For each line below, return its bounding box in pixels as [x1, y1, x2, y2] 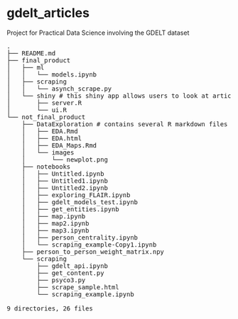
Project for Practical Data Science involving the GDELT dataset [6, 28, 190, 37]
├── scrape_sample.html [36, 283, 119, 291]
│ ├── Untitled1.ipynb [21, 177, 108, 185]
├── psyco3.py [36, 276, 86, 284]
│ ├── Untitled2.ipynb [21, 184, 108, 192]
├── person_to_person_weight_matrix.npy [21, 247, 165, 256]
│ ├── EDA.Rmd [21, 127, 79, 135]
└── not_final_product [6, 113, 86, 121]
